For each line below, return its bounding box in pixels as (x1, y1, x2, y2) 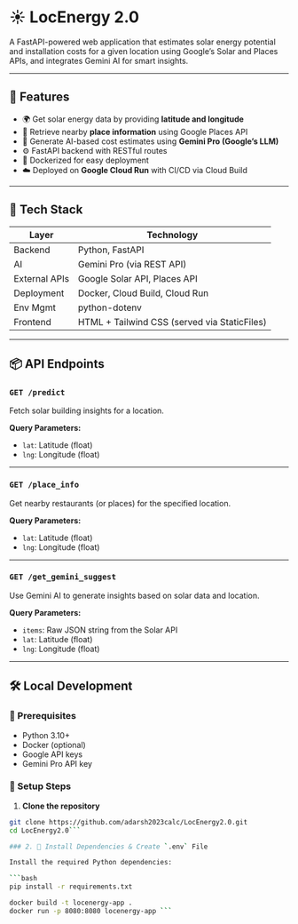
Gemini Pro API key (21, 758, 93, 769)
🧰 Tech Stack (9, 203, 83, 218)
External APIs (13, 272, 69, 284)
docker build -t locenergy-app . (9, 898, 133, 908)
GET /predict (9, 387, 66, 397)
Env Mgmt (13, 301, 56, 314)
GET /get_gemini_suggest (9, 572, 117, 582)
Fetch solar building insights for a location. (9, 405, 164, 416)
